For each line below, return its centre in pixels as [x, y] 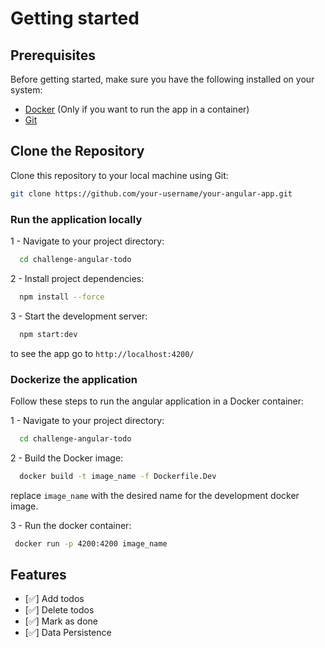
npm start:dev [48, 334]
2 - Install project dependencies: [77, 278]
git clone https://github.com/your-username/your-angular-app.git [151, 193]
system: [26, 90]
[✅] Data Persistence [68, 633]
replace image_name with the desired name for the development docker [155, 495]
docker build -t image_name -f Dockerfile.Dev [118, 476]
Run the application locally [76, 219]
